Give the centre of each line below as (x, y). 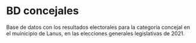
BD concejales (43, 11)
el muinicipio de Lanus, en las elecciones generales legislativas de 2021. (95, 33)
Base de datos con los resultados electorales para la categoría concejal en (98, 27)
